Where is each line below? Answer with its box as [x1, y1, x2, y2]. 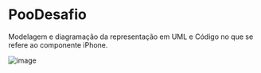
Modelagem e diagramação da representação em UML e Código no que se [8, 32, 254, 41]
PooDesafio [8, 6, 88, 24]
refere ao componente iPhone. [8, 40, 108, 49]
